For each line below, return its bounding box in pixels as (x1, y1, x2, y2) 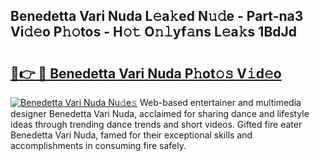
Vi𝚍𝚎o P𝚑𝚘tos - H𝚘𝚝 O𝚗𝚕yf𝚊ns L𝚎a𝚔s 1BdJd (10, 24, 298, 41)
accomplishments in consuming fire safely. (10, 140, 187, 151)
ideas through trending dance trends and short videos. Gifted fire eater (10, 119, 303, 130)
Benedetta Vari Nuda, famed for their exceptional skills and (10, 129, 253, 141)
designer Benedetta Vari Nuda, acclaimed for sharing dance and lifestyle (10, 108, 310, 119)
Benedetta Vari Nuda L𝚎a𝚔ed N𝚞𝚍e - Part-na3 (10, 8, 304, 25)
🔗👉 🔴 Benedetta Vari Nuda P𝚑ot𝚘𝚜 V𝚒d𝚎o (10, 65, 282, 82)
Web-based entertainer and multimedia (139, 97, 302, 108)
